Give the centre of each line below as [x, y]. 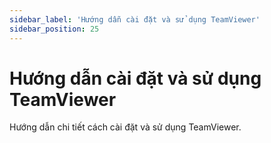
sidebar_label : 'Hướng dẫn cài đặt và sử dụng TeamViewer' [135, 19]
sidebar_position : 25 [54, 29]
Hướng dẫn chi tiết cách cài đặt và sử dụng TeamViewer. [125, 127]
